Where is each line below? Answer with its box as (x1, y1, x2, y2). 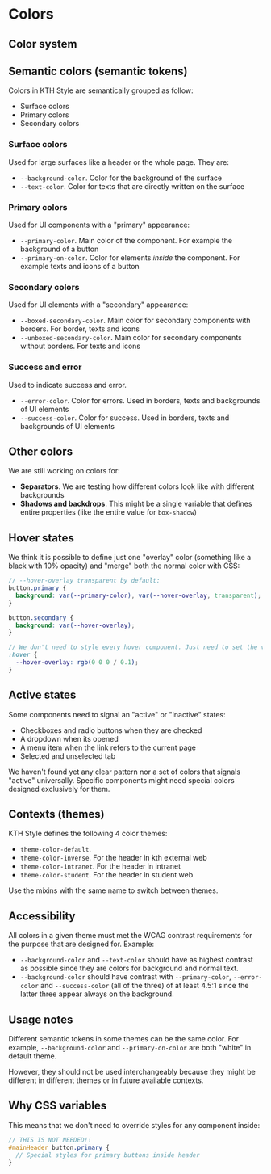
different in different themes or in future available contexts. (8, 1075, 204, 1085)
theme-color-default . (19, 844, 91, 854)
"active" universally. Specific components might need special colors (8, 775, 236, 785)
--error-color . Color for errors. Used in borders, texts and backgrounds (19, 395, 261, 405)
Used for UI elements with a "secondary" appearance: (8, 300, 189, 309)
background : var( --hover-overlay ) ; (15, 621, 135, 629)
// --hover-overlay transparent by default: (8, 577, 161, 585)
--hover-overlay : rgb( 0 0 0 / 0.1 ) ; (15, 659, 139, 667)
